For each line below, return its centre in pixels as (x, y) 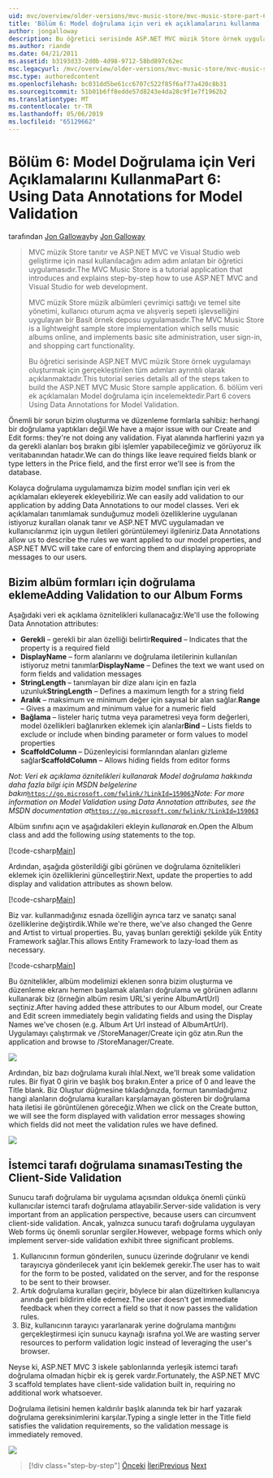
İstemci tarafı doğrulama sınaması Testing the (126, 1165)
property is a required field (65, 648)
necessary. (27, 950)
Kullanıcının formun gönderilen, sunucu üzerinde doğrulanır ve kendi (134, 1256)
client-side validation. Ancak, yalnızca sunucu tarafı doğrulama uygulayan (132, 1224)
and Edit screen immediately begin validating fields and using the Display (131, 1015)
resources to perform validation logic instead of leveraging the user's (136, 1343)
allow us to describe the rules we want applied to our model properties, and (135, 539)
